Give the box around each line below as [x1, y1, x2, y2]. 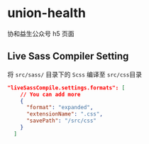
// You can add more [20, 91, 81, 98]
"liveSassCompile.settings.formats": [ [7, 84, 126, 92]
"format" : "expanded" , [26, 104, 94, 111]
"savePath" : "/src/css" [26, 117, 97, 125]
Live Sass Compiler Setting [7, 50, 129, 62]
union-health [7, 5, 87, 21]
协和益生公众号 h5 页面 [7, 29, 74, 38]
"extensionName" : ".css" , [26, 111, 103, 118]
